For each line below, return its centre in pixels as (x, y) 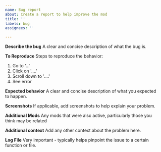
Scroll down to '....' (31, 76)
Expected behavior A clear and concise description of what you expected (81, 91)
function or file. (21, 145)
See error (22, 82)
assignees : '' (20, 28)
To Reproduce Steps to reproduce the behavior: (54, 56)
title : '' (15, 19)
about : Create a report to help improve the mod (56, 14)
